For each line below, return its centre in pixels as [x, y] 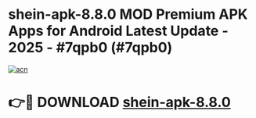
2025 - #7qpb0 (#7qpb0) [90, 48]
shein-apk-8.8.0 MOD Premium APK [128, 14]
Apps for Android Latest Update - [118, 31]
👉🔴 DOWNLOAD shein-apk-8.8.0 [119, 102]
